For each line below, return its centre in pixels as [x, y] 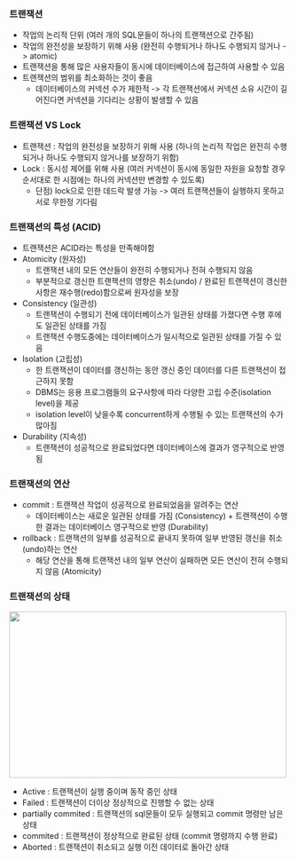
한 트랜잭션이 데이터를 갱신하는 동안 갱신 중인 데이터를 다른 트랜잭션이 [156, 369]
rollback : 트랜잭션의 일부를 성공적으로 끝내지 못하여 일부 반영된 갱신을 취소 [152, 538]
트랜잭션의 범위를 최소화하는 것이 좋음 [87, 78]
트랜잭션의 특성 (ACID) [55, 226]
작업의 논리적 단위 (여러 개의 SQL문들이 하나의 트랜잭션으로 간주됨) [138, 35]
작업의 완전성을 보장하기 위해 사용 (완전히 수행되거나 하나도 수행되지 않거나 [151, 46]
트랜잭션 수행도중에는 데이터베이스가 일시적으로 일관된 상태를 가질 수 [154, 336]
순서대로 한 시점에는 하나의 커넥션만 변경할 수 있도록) [113, 179]
